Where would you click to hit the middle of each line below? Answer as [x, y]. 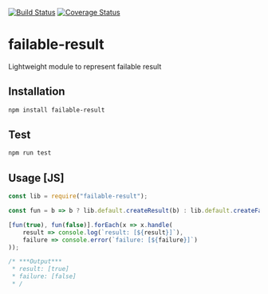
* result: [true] [40, 269]
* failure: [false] [44, 276]
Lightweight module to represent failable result [85, 66]
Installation [37, 92]
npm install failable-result [57, 110]
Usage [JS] [36, 178]
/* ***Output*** [35, 262]
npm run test [30, 153]
